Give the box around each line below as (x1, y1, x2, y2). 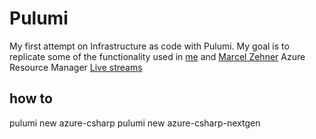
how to (9, 90, 53, 107)
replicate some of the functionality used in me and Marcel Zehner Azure (9, 50, 306, 62)
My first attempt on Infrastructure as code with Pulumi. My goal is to (9, 40, 290, 52)
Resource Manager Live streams (9, 61, 143, 73)
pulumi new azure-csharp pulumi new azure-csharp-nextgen (9, 117, 261, 129)
